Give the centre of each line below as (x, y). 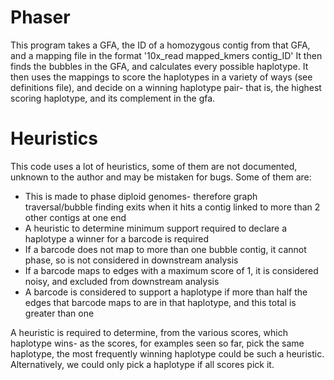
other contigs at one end (75, 217)
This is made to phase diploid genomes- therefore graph (141, 196)
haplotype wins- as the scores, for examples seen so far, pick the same (157, 343)
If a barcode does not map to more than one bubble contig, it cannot (165, 249)
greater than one (59, 313)
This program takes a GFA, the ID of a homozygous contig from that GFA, (160, 45)
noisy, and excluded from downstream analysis (122, 281)
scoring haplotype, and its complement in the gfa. (113, 98)
